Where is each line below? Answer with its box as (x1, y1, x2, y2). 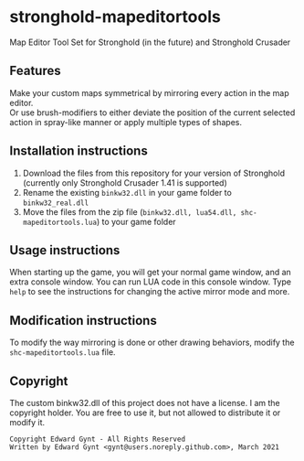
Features (9, 63, 61, 79)
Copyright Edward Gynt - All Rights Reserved (9, 434, 185, 444)
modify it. (9, 417, 46, 427)
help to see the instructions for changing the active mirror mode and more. (9, 286, 290, 297)
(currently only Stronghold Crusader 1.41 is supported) (22, 177, 227, 188)
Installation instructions (9, 144, 148, 159)
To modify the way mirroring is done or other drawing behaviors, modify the (9, 337, 295, 348)
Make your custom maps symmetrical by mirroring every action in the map (9, 87, 289, 98)
